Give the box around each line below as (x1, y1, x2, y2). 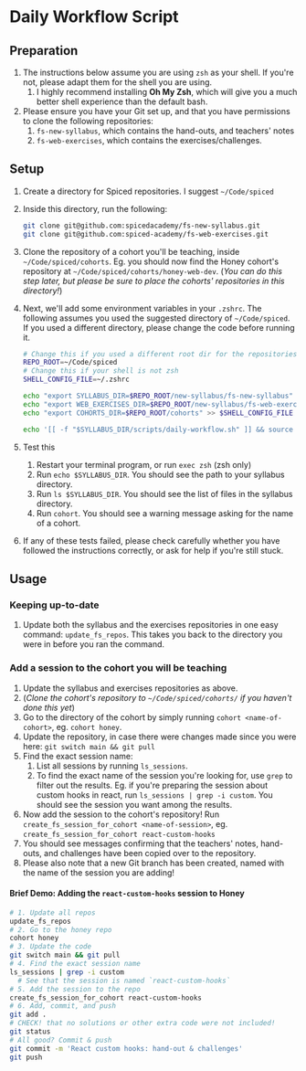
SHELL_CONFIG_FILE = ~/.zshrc (22, 375, 130, 385)
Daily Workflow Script (9, 6, 180, 27)
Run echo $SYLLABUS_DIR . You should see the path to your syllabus (36, 469, 285, 480)
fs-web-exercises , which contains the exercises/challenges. (36, 135, 262, 145)
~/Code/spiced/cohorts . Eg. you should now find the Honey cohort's (22, 256, 280, 267)
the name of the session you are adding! (22, 866, 175, 878)
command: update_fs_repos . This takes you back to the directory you (22, 629, 283, 641)
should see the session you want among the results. (36, 799, 233, 810)
